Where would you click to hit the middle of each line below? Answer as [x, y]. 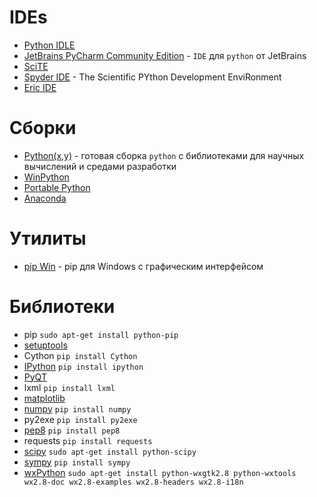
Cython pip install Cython [80, 355]
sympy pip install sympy [77, 462]
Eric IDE [40, 87]
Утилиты [48, 238]
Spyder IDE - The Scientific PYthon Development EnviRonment [152, 77]
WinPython [46, 177]
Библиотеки [62, 307]
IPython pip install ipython [83, 366]
